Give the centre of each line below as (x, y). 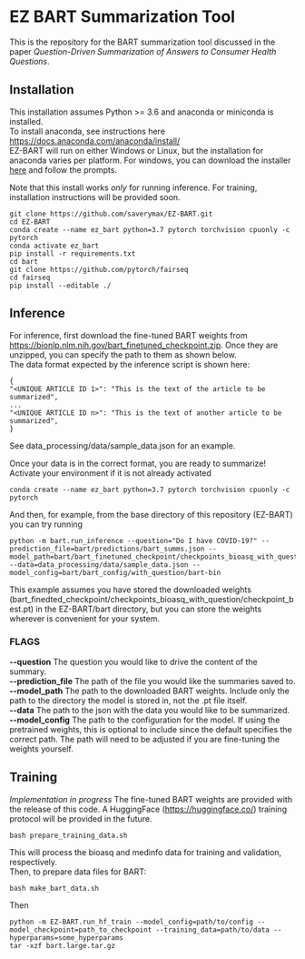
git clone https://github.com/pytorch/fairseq (99, 269)
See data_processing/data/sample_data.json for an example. (123, 445)
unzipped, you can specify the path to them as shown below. (123, 354)
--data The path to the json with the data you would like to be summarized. (150, 710)
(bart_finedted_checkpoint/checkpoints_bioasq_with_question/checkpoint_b (152, 599)
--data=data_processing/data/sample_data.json (99, 565)
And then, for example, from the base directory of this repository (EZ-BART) (151, 514)
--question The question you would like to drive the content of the (133, 661)
